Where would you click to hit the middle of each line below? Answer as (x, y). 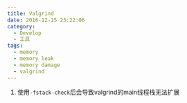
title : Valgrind (30, 13)
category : (21, 26)
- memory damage (37, 65)
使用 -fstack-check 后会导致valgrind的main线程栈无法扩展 (98, 92)
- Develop (27, 33)
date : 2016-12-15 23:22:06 (46, 20)
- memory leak (34, 59)
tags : (15, 46)
